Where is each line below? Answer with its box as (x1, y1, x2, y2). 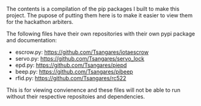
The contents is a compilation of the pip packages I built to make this (6, 6, 180, 12)
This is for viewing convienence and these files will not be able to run (6, 86, 181, 94)
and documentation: (6, 37, 57, 44)
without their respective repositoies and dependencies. (6, 93, 145, 100)
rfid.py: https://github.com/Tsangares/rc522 (15, 75, 126, 81)
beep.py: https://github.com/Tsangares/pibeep (15, 68, 133, 75)
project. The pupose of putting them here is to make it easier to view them (6, 12, 193, 19)
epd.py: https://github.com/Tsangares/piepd (15, 61, 127, 69)
